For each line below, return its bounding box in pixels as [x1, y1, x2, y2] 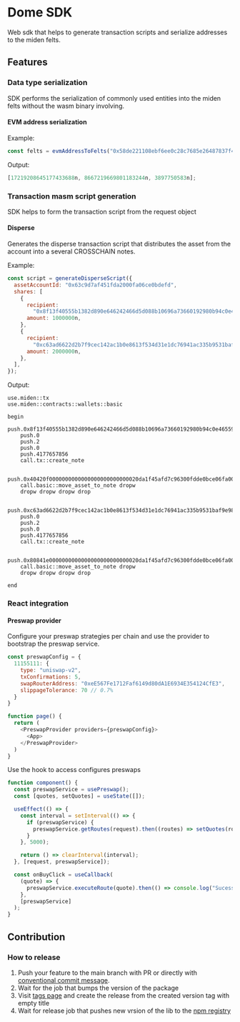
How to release [7, 952, 61, 962]
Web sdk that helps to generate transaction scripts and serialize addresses [7, 28, 228, 36]
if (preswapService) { [26, 818, 94, 826]
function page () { [7, 713, 62, 720]
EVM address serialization [7, 118, 87, 126]
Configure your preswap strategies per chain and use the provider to [7, 632, 209, 641]
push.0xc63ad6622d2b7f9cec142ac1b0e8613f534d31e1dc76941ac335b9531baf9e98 [7, 507, 235, 514]
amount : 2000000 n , [26, 348, 81, 355]
